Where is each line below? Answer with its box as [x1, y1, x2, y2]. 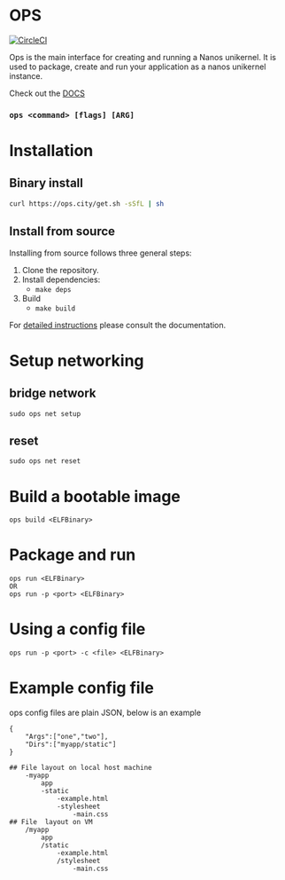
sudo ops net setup [9, 409, 81, 418]
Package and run [9, 545, 136, 565]
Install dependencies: [21, 274, 101, 285]
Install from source [9, 224, 116, 240]
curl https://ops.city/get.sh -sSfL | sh [9, 199, 165, 208]
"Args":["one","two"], [25, 733, 109, 742]
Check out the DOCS [9, 88, 86, 98]
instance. [9, 70, 43, 81]
